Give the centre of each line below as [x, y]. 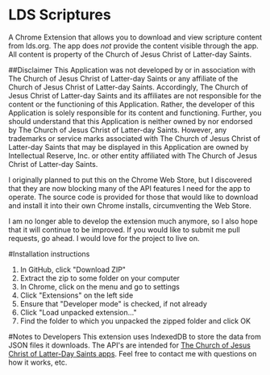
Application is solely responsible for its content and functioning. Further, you [135, 112]
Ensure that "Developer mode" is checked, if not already [114, 303]
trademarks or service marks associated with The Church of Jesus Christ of [134, 138]
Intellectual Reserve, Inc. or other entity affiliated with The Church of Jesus [133, 156]
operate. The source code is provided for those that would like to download [133, 197]
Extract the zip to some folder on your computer [100, 278]
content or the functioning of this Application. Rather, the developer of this [132, 104]
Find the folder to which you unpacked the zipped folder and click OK [135, 321]
